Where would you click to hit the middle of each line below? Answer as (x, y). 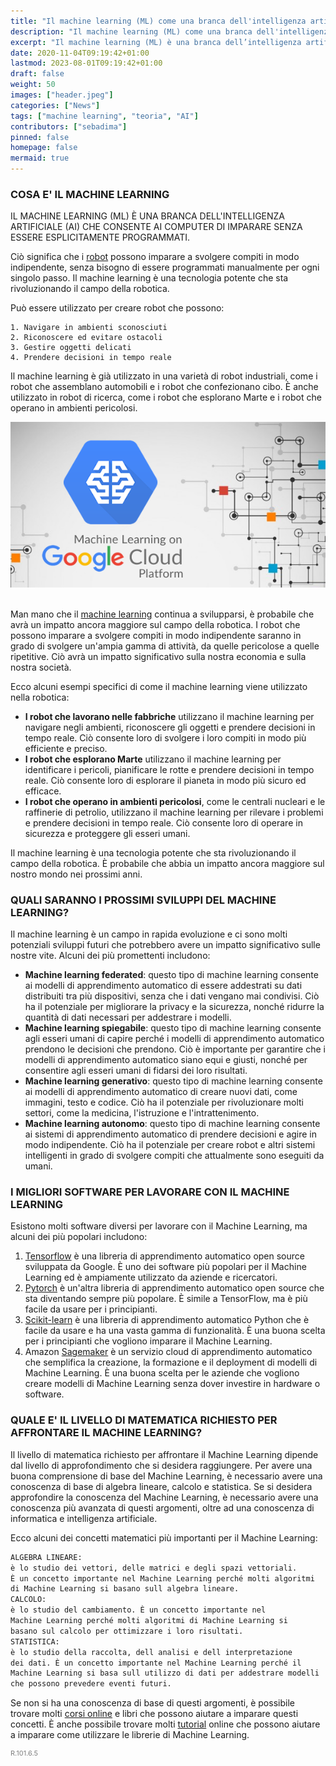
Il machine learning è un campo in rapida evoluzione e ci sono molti (149, 934)
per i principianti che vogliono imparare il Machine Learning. (148, 1341)
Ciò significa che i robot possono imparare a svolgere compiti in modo (155, 257)
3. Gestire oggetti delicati (71, 348)
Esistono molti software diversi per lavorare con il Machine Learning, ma (159, 1226)
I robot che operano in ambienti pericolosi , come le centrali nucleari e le (175, 801)
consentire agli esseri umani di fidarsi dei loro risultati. (136, 1071)
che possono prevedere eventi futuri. (91, 1684)
